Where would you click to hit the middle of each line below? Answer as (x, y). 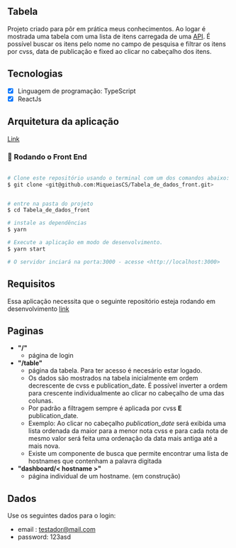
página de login (51, 356)
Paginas (26, 330)
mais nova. (44, 446)
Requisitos (31, 284)
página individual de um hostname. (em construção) (104, 476)
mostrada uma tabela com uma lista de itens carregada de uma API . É (109, 36)
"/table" (30, 363)
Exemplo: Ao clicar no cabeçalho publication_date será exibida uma (127, 423)
